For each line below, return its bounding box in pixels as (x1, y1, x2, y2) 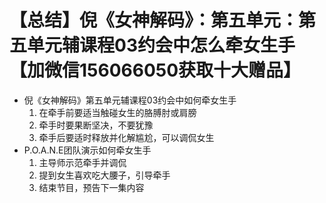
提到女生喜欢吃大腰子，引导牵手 (38, 169, 171, 181)
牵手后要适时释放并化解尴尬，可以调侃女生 (38, 131, 215, 143)
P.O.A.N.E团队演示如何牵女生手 (23, 144, 152, 156)
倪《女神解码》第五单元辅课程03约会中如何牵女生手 (23, 94, 237, 106)
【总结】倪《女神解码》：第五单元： (9, 9, 299, 32)
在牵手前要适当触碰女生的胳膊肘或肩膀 (38, 106, 197, 118)
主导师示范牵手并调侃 (38, 156, 127, 168)
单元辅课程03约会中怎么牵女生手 (27, 34, 296, 57)
